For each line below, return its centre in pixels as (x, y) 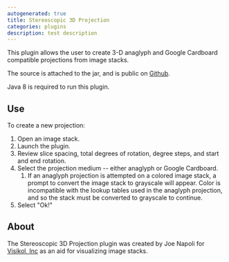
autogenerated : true (37, 14)
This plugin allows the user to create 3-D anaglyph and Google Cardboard (112, 53)
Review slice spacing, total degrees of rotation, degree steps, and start (118, 154)
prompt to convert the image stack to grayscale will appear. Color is (124, 183)
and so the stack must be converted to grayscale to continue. (115, 198)
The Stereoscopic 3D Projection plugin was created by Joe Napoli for (106, 243)
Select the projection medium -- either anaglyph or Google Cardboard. (118, 168)
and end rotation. (42, 161)
